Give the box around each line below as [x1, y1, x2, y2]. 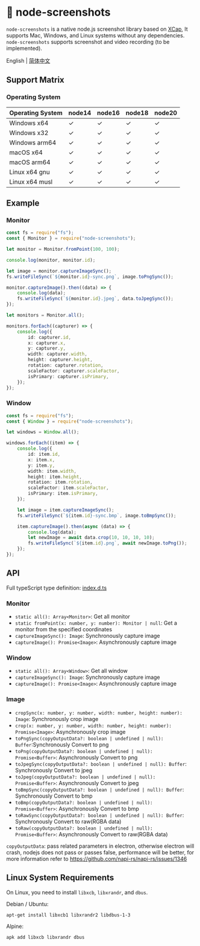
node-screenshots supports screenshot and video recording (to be [6, 38, 170, 45]
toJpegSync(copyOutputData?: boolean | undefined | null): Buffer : [14, 760, 187, 768]
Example [6, 198, 40, 209]
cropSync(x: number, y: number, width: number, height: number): [14, 710, 183, 716]
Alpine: [6, 922, 24, 930]
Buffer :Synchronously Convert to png [14, 741, 109, 748]
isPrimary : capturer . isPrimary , [28, 373, 110, 379]
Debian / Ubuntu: [6, 900, 49, 907]
